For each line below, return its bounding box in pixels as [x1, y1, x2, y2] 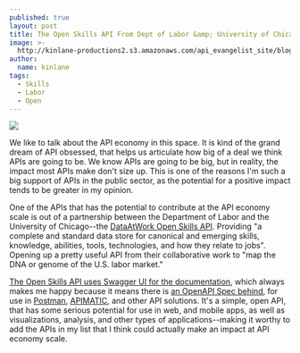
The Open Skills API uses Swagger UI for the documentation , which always [9, 276, 285, 287]
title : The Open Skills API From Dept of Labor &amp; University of [9, 29, 270, 38]
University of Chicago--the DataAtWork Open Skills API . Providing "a [9, 221, 262, 232]
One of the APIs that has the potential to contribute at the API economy [9, 202, 271, 213]
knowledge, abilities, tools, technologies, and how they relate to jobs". [9, 240, 266, 251]
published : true [9, 13, 70, 22]
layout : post [9, 21, 58, 30]
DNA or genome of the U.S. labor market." [9, 259, 163, 270]
